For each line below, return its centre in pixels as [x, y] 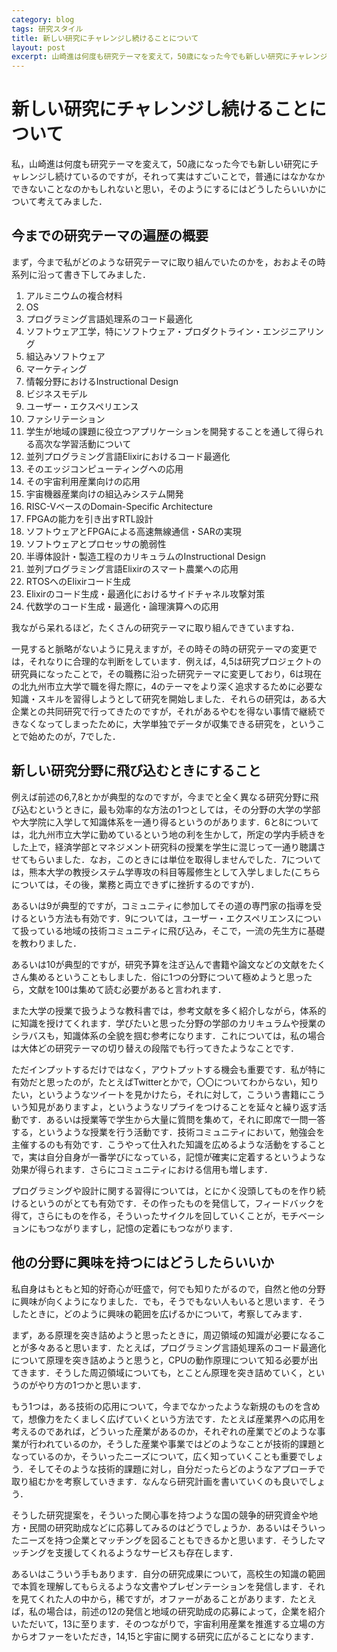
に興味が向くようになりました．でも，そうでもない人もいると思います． [160, 1301]
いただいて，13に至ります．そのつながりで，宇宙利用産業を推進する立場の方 [168, 1623]
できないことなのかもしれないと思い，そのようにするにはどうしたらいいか [164, 189]
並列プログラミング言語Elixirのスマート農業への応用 [132, 568]
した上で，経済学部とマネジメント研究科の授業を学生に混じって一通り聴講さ [168, 847]
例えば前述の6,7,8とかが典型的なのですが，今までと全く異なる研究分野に [161, 797]
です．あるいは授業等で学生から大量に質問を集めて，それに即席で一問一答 [172, 1119]
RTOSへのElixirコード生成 [78, 581]
